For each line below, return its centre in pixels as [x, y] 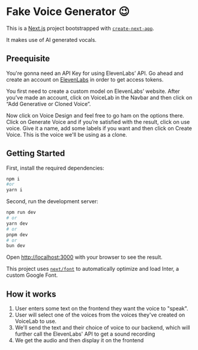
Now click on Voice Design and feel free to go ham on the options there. [95, 115]
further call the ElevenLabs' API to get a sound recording [85, 334]
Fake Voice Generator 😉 [68, 12]
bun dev [16, 246]
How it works [31, 294]
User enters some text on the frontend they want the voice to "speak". [101, 309]
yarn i [14, 190]
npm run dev [21, 212]
